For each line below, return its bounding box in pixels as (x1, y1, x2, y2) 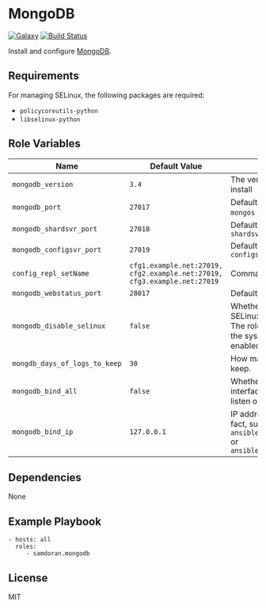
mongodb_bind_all (12, 386, 78, 396)
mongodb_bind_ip (12, 427, 74, 436)
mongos (230, 207, 256, 217)
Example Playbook (8, 515, 101, 528)
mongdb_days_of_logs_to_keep (12, 359, 122, 368)
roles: (15, 543, 37, 551)
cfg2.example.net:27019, (129, 268, 223, 278)
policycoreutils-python (19, 107, 99, 115)
